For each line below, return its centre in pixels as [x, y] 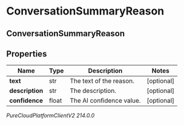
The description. [93, 91]
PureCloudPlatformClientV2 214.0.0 [51, 115]
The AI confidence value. [105, 101]
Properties [27, 53]
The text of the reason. [102, 81]
